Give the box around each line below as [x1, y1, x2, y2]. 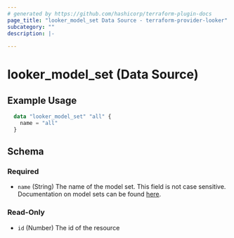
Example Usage [7, 94, 77, 106]
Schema [7, 145, 44, 158]
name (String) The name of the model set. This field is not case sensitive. [17, 183, 226, 191]
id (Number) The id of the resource [17, 223, 120, 232]
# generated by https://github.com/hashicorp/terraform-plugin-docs [7, 10, 212, 18]
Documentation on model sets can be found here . [17, 190, 162, 199]
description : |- [7, 29, 55, 37]
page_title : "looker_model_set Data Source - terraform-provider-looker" [7, 17, 228, 24]
